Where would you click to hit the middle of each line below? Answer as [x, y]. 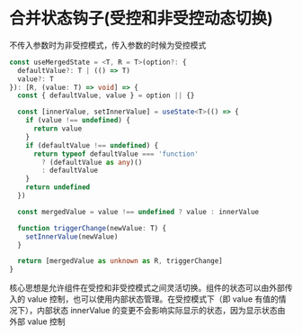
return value [58, 129]
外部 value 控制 [37, 321]
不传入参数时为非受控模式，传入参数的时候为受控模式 [108, 45]
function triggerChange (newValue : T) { [92, 228]
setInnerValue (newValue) [72, 236]
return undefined [58, 187]
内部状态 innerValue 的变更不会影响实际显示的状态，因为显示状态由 [161, 311]
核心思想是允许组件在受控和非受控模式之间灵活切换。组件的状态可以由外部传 [151, 288]
